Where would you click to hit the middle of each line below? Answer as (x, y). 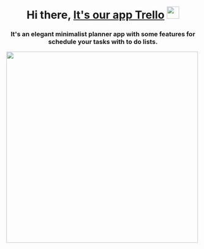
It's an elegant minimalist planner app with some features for (103, 34)
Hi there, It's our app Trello (96, 15)
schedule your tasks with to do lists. (103, 42)
